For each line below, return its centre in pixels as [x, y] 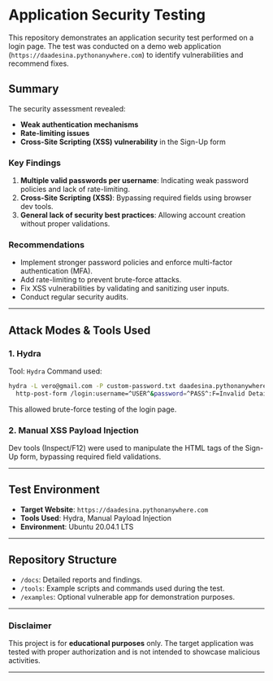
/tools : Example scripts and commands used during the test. [122, 588]
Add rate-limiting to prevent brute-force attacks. [101, 280]
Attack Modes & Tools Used [80, 330]
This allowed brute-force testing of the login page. [93, 409]
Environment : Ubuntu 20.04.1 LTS [77, 526]
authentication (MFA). [56, 271]
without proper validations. [65, 224]
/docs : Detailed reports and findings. [81, 579]
